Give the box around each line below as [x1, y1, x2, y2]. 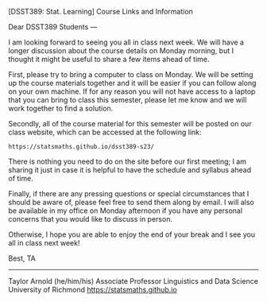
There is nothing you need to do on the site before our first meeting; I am [8, 157, 246, 166]
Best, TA [8, 254, 36, 263]
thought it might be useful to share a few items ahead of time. [8, 55, 210, 64]
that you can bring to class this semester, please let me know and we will [8, 95, 247, 104]
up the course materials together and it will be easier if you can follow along [8, 79, 257, 87]
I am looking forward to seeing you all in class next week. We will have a [8, 37, 245, 47]
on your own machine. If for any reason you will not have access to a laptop [8, 87, 256, 96]
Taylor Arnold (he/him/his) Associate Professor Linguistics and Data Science [8, 277, 258, 285]
